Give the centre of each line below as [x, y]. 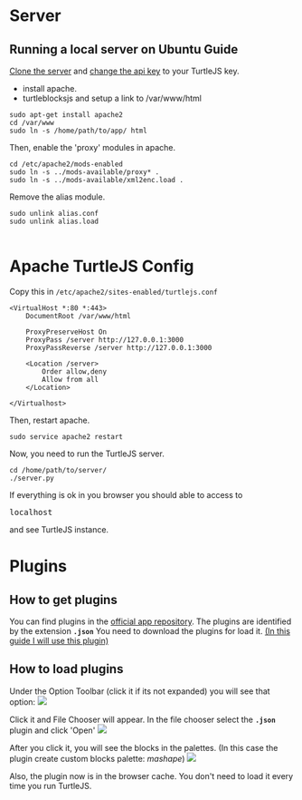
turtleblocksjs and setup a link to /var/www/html [112, 98]
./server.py [32, 478]
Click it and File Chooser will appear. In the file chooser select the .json [142, 719]
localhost [31, 512]
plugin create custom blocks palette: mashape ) [97, 758]
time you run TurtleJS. [51, 785]
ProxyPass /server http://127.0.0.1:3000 [104, 340]
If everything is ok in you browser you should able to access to [126, 494]
